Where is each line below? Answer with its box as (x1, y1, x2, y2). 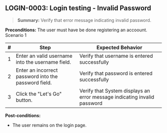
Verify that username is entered (79, 52, 153, 59)
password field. (15, 79, 52, 86)
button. (15, 97, 33, 104)
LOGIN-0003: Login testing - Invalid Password (5, 4, 152, 12)
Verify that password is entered (79, 70, 153, 77)
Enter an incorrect (15, 67, 58, 74)
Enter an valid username (15, 52, 73, 59)
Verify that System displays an (79, 87, 151, 94)
